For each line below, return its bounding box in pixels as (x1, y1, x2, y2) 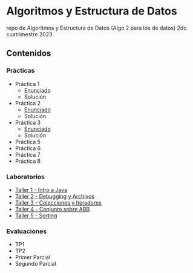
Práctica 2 (15, 99, 41, 107)
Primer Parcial (15, 254, 50, 261)
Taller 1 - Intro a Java (15, 186, 68, 193)
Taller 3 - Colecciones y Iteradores (15, 199, 102, 206)
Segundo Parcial (15, 260, 56, 268)
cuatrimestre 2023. (6, 30, 54, 38)
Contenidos (6, 48, 51, 59)
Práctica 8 (15, 157, 41, 165)
